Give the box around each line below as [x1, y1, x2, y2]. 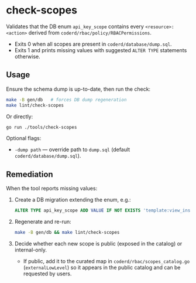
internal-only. [14, 246, 47, 253]
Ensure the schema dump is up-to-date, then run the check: [6, 86, 151, 93]
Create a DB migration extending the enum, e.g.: [14, 196, 131, 203]
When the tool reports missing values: [6, 185, 98, 192]
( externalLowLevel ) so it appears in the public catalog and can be [23, 264, 181, 271]
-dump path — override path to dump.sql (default [14, 146, 130, 153]
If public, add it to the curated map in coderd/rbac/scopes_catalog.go [23, 257, 190, 264]
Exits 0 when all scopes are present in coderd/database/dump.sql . [14, 40, 172, 47]
